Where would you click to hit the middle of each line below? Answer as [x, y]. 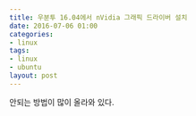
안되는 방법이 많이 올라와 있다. [62, 102]
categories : [31, 34]
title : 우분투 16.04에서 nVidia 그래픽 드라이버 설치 [98, 17]
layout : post [34, 76]
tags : [19, 51]
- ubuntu [26, 68]
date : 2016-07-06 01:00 [54, 26]
